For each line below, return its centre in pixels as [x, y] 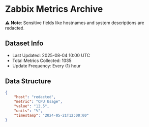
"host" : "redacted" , [35, 97]
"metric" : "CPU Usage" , [38, 102]
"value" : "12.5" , [32, 106]
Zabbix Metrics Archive [54, 9]
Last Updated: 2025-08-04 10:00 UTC [51, 55]
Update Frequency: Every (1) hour [46, 65]
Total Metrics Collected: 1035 [42, 61]
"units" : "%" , [28, 111]
